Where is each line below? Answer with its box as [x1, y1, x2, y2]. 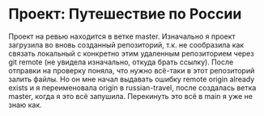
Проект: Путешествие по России [8, 5, 242, 23]
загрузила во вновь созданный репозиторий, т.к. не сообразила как [8, 39, 245, 49]
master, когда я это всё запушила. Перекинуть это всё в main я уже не [8, 91, 253, 101]
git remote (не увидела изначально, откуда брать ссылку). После [8, 57, 234, 67]
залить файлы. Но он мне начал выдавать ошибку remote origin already [8, 74, 255, 84]
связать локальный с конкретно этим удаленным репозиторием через [8, 48, 254, 58]
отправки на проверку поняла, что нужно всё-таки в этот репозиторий [8, 65, 255, 75]
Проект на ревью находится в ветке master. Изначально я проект [8, 31, 236, 41]
